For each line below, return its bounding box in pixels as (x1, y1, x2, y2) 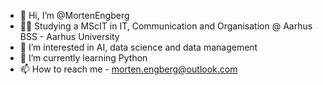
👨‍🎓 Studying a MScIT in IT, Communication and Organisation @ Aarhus (19, 20, 313, 32)
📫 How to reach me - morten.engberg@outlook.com (19, 63, 238, 75)
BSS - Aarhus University (19, 31, 120, 42)
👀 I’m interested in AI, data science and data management (19, 41, 258, 53)
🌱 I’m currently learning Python (19, 52, 148, 64)
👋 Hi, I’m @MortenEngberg (19, 10, 130, 21)
